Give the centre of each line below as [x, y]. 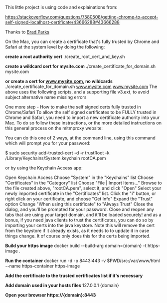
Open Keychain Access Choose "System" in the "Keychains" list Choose [79, 177]
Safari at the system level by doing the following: [55, 47]
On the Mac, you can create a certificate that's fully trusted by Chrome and [82, 41]
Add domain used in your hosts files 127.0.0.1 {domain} [62, 285]
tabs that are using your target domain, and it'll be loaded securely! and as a [83, 215]
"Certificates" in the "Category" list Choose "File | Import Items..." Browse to [83, 183]
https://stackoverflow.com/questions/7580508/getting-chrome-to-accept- [82, 17]
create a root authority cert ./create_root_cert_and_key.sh [65, 56]
